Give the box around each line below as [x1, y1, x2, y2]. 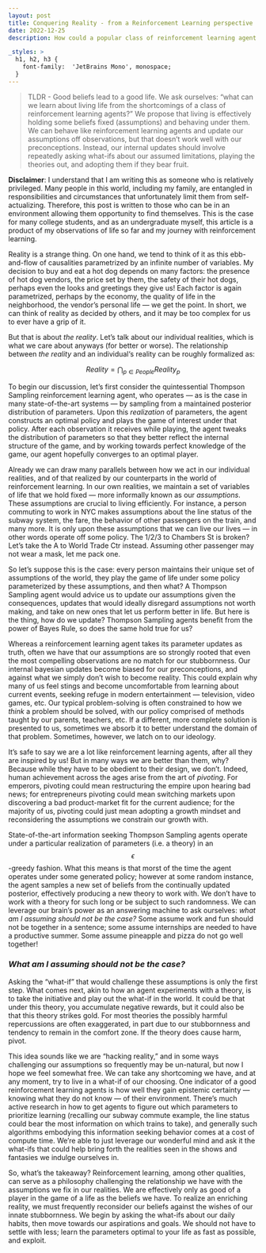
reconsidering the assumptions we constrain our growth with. [8, 815, 208, 824]
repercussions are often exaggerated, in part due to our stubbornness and [8, 1019, 251, 1028]
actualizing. [8, 200, 46, 210]
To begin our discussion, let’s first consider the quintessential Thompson [8, 382, 245, 391]
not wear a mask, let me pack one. [8, 549, 121, 558]
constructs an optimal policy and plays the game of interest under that [8, 415, 237, 425]
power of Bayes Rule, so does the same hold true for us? [8, 623, 193, 633]
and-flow [8, 257, 38, 267]
